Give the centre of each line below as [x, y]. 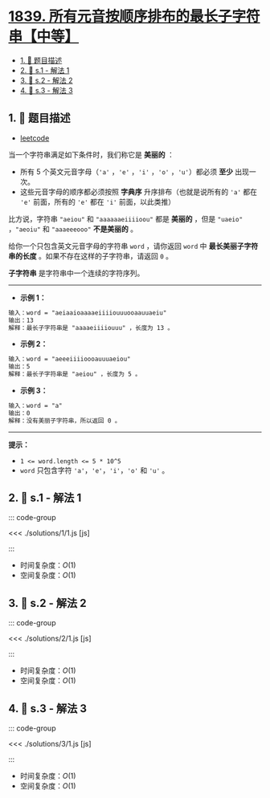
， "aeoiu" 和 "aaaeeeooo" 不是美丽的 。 [73, 229]
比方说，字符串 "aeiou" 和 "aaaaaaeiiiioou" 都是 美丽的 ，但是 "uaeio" [126, 218]
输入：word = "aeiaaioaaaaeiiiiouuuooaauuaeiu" [88, 313]
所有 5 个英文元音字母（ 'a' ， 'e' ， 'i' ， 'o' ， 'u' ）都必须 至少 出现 [135, 171]
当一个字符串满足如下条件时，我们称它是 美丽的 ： [91, 154]
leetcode [35, 138]
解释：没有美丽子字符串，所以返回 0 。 [65, 421]
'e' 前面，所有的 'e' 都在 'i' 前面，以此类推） [97, 202]
